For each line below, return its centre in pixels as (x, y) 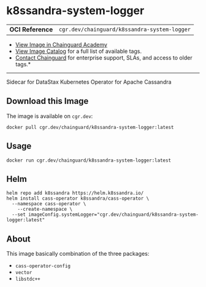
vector (24, 273)
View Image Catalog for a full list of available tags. (78, 51)
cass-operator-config (43, 266)
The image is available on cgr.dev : (50, 116)
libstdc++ (28, 279)
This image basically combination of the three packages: (78, 254)
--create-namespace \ (45, 210)
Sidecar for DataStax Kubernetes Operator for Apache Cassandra (89, 82)
